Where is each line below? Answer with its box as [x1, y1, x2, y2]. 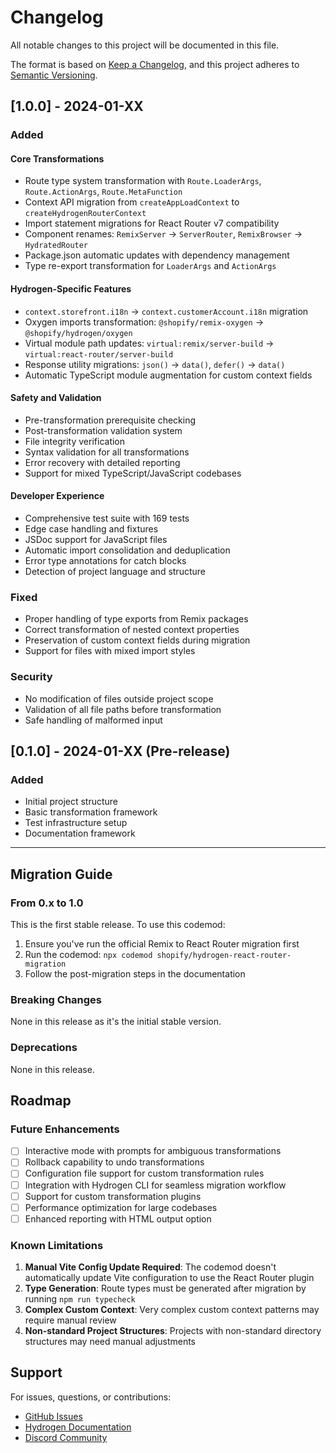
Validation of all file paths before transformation [24, 703, 222, 715]
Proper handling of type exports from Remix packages [24, 613, 249, 625]
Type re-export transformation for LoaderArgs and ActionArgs [24, 260, 277, 272]
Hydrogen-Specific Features [10, 283, 132, 295]
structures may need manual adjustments [24, 1336, 196, 1348]
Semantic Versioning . [10, 69, 98, 81]
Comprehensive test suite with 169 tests [24, 512, 190, 525]
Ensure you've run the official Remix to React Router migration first [24, 938, 300, 950]
